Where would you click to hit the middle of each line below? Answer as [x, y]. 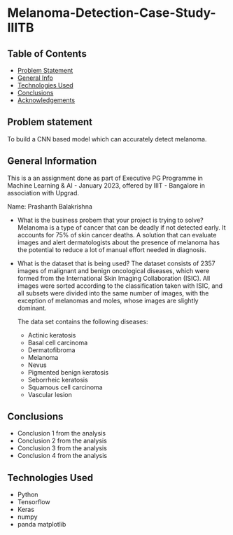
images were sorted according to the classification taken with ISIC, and [120, 286]
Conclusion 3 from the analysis [62, 448]
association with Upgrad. [43, 193]
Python [28, 494]
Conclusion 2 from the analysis [62, 441]
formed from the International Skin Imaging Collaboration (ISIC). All [114, 278]
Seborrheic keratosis [58, 380]
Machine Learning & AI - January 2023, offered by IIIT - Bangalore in [106, 185]
